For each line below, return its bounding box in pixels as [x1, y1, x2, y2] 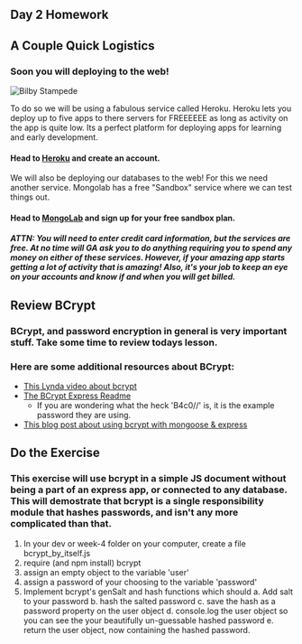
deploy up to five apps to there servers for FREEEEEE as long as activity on [10, 113, 288, 124]
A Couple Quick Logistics [10, 38, 156, 53]
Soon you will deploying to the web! [10, 65, 169, 78]
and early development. [10, 132, 98, 143]
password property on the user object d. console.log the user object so [23, 605, 288, 616]
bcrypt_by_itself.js [23, 547, 91, 558]
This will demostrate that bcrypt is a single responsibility [10, 495, 264, 508]
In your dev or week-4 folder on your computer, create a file [23, 537, 246, 549]
